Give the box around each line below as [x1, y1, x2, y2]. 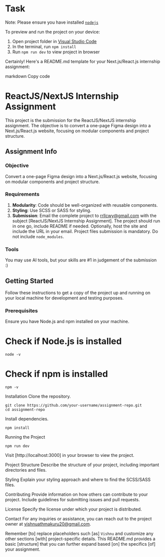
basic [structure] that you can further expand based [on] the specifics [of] [5, 541, 156, 547]
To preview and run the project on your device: [5, 29, 100, 35]
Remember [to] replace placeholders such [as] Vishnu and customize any [5, 531, 154, 537]
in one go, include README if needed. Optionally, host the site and [12, 223, 148, 229]
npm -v [5, 385, 19, 390]
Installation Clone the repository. [5, 393, 71, 400]
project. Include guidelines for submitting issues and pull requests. [5, 497, 140, 503]
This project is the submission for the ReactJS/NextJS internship [5, 117, 136, 123]
